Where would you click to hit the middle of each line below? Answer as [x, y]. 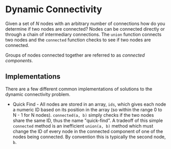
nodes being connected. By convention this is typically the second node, [89, 137]
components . [19, 60]
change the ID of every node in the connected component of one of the [88, 131]
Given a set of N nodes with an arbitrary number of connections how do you [85, 23]
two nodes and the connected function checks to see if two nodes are [78, 40]
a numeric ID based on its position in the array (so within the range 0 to [87, 109]
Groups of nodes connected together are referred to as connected [75, 55]
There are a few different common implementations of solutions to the [79, 89]
